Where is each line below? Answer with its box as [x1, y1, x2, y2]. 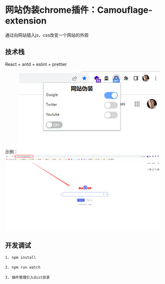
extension [5, 15, 47, 27]
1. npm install [5, 255, 36, 260]
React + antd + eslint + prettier [5, 61, 67, 67]
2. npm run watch [5, 265, 41, 270]
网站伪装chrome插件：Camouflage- [5, 4, 153, 16]
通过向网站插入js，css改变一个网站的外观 [5, 32, 89, 38]
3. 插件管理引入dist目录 [5, 275, 50, 280]
